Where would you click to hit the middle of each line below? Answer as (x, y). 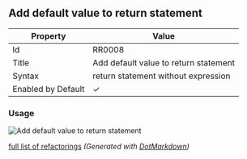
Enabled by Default (49, 89)
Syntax (26, 76)
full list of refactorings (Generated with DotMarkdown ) (99, 146)
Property (49, 36)
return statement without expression (162, 76)
